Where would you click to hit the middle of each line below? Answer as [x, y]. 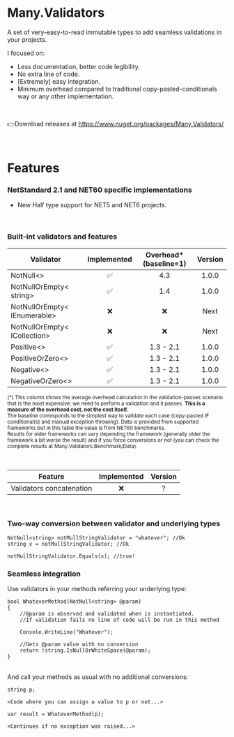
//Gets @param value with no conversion [79, 645]
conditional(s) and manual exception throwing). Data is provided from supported [103, 422]
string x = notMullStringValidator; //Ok [68, 544]
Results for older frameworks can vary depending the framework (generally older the [109, 434]
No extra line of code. [48, 74]
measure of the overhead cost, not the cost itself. [68, 410]
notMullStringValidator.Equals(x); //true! [71, 556]
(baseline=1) [164, 263]
